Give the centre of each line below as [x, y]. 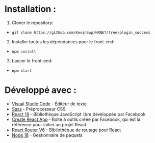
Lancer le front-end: [32, 60]
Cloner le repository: [32, 23]
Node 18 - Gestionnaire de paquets [47, 135]
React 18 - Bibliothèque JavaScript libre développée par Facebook [78, 114]
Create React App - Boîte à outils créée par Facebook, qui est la [76, 119]
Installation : [30, 9]
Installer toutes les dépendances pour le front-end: [63, 42]
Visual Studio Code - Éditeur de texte [49, 104]
